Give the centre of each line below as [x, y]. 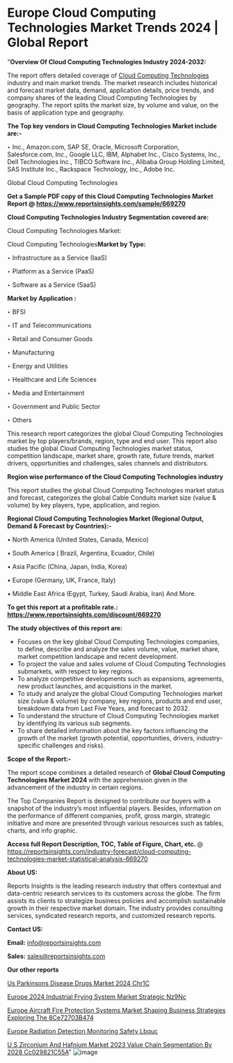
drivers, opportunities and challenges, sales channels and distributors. [108, 463]
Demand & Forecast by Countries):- [59, 526]
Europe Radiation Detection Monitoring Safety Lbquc [83, 1031]
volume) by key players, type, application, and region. [84, 505]
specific [29, 745]
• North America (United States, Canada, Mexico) [78, 540]
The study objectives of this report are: [65, 628]
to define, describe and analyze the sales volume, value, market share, [119, 649]
